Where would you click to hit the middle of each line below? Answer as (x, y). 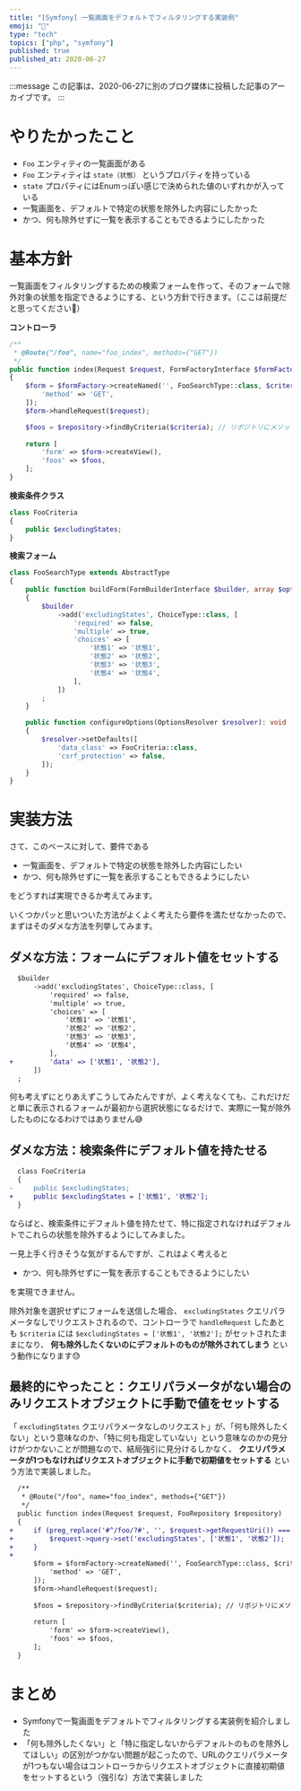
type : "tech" (34, 34)
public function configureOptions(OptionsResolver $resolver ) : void (156, 723)
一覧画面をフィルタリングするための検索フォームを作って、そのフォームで (146, 285)
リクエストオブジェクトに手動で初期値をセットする (178, 1461)
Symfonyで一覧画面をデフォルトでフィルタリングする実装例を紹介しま (152, 1721)
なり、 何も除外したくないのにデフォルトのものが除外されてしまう (147, 1344)
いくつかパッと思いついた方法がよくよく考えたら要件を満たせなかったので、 (150, 915)
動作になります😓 (48, 1356)
